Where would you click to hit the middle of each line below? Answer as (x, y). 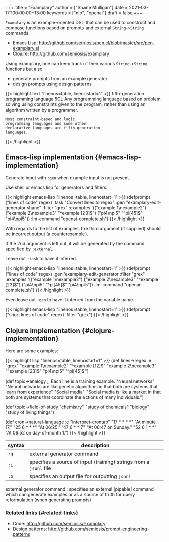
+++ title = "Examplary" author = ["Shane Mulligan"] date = (67, 7)
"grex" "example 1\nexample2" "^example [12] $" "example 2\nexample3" (81, 366)
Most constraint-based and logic (40, 119)
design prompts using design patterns (52, 84)
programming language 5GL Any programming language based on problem (83, 99)
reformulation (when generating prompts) (48, 500)
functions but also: (25, 69)
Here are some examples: (32, 351)
